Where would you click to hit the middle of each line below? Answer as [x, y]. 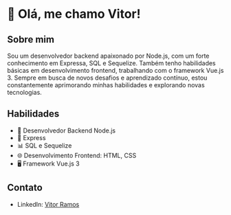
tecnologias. [25, 92]
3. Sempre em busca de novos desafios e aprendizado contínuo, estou [107, 78]
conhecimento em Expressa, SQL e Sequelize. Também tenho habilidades [112, 63]
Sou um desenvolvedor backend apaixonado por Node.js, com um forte [108, 56]
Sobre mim [31, 39]
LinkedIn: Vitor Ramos [48, 204]
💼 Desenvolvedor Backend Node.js [66, 131]
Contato [25, 188]
